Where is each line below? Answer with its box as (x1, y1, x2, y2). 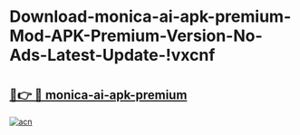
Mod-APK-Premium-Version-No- (9, 25, 263, 46)
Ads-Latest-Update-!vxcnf (9, 45, 216, 65)
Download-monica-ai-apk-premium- (9, 6, 292, 27)
